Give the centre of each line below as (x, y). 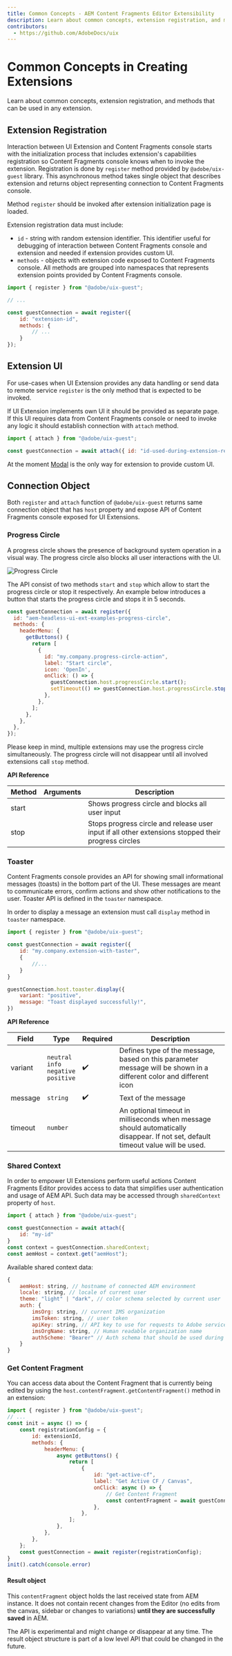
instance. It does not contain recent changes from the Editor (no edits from (114, 1603)
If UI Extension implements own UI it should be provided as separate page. (113, 411)
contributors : (28, 26)
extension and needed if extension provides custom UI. (96, 253)
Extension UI (35, 366)
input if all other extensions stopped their (154, 832)
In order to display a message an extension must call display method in (109, 912)
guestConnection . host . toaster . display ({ (66, 989)
